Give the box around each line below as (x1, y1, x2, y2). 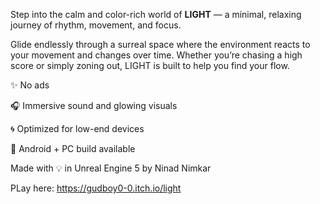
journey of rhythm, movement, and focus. (10, 19, 182, 31)
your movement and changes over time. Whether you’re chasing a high (10, 49, 303, 61)
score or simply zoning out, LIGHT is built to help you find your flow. (10, 60, 290, 71)
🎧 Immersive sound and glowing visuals (10, 100, 178, 111)
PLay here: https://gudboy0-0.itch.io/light (10, 182, 182, 194)
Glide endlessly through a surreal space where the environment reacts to (10, 39, 311, 50)
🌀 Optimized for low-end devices (10, 123, 145, 134)
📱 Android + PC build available (10, 143, 136, 154)
